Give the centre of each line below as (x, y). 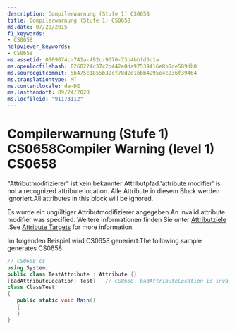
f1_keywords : (26, 33)
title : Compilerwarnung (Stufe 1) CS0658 (69, 20)
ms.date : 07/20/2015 (38, 27)
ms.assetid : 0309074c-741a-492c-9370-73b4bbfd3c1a (83, 60)
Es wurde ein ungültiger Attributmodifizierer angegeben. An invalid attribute (116, 212)
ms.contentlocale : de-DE (44, 86)
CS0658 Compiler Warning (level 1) (111, 149)
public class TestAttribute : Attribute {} (72, 274)
